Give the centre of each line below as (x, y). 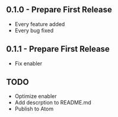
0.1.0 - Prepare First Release (59, 10)
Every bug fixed (34, 30)
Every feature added (40, 24)
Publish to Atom (34, 109)
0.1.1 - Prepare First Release (58, 49)
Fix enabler (28, 63)
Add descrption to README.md (53, 103)
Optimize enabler (36, 96)
